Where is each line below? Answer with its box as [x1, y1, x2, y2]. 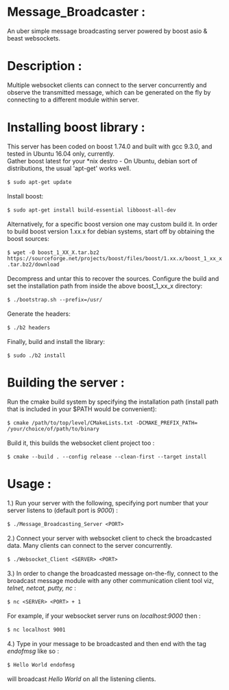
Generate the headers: [7, 310, 71, 318]
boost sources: [7, 234, 49, 242]
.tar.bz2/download [7, 261, 60, 268]
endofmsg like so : [7, 647, 60, 655]
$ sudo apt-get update [7, 179, 72, 185]
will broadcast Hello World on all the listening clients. [7, 674, 156, 683]
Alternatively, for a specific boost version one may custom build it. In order [7, 220, 218, 228]
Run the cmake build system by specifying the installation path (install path [7, 398, 219, 406]
